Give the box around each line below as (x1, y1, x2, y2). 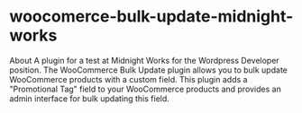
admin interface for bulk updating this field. (9, 92, 169, 104)
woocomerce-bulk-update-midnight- (9, 6, 294, 27)
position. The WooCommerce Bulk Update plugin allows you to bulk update (9, 65, 288, 75)
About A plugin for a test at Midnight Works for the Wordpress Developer (9, 55, 279, 65)
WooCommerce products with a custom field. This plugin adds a (9, 74, 248, 84)
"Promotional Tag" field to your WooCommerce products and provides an (9, 83, 281, 94)
